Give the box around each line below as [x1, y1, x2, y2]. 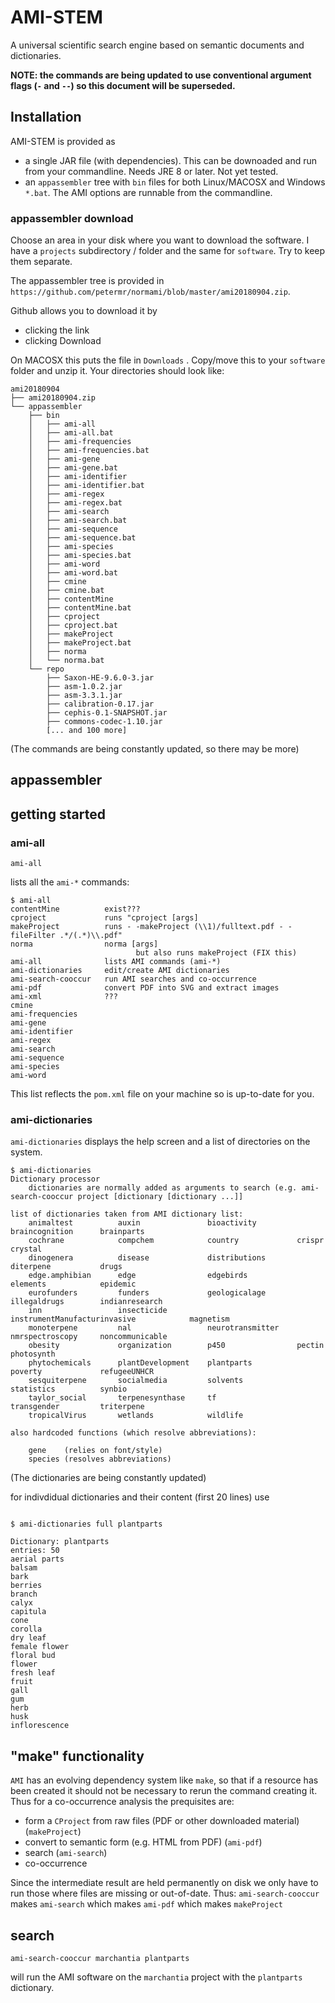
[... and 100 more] [46, 726, 128, 736]
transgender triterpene [10, 1402, 145, 1412]
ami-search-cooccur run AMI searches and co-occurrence [10, 974, 257, 985]
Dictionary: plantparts [10, 1537, 110, 1547]
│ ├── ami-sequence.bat [28, 533, 137, 543]
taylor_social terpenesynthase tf [28, 1393, 217, 1403]
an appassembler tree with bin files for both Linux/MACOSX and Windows [24, 176, 326, 188]
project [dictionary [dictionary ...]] [77, 1192, 244, 1202]
